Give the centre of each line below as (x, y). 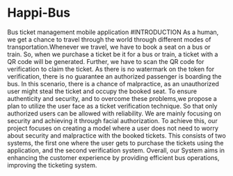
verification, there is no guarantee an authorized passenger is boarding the (114, 76)
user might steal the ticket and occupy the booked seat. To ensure (102, 91)
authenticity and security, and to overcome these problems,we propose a (112, 98)
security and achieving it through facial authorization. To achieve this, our (112, 120)
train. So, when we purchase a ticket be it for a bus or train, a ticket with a (113, 54)
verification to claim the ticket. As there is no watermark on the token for (111, 69)
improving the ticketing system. (52, 165)
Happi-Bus (39, 13)
